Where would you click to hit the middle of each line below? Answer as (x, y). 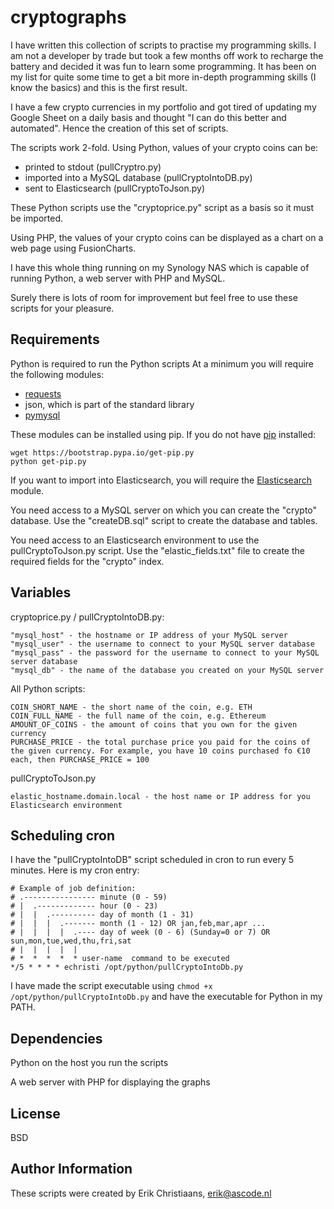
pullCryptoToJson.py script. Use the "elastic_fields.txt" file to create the (157, 550)
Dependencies (56, 1038)
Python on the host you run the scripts (89, 1063)
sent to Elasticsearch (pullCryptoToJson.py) (115, 188)
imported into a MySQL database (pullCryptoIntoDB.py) (138, 177)
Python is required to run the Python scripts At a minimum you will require (162, 363)
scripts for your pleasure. (62, 308)
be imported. (36, 218)
